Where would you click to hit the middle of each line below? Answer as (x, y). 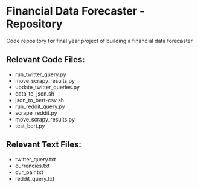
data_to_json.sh (34, 93)
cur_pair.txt (29, 172)
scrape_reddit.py (36, 112)
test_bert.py (30, 126)
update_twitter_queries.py (47, 87)
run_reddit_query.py (40, 106)
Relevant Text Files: (44, 145)
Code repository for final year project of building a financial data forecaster (100, 41)
